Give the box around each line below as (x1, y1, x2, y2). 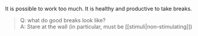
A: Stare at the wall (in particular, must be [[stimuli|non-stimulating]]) (19, 23, 193, 30)
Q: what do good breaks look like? (19, 17, 106, 23)
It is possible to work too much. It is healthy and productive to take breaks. (5, 5, 193, 12)
